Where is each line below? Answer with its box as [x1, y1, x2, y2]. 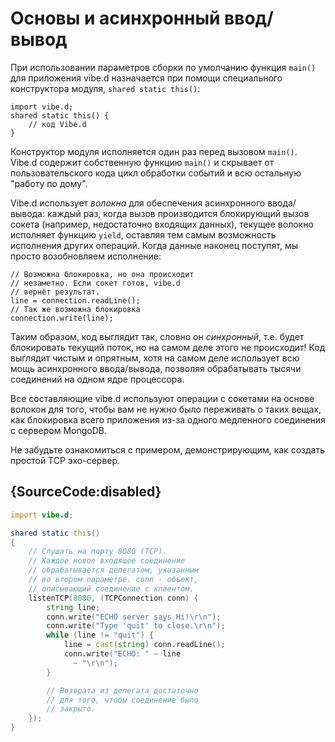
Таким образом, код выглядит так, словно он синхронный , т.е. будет [10, 330, 305, 342]
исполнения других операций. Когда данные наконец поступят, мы [10, 239, 298, 251]
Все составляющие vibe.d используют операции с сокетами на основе [10, 392, 315, 404]
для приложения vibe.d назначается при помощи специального [10, 72, 283, 84]
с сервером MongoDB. [10, 424, 108, 436]
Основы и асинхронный [10, 7, 221, 30]
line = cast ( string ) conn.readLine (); [63, 640, 226, 650]
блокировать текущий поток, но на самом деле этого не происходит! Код [10, 341, 326, 353]
